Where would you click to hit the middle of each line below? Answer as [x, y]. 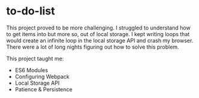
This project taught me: [35, 58]
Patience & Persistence [44, 89]
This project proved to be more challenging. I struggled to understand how [98, 28]
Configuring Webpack [42, 76]
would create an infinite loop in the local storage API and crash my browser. [100, 40]
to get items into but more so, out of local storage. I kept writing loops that [98, 34]
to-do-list [31, 11]
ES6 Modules [31, 70]
